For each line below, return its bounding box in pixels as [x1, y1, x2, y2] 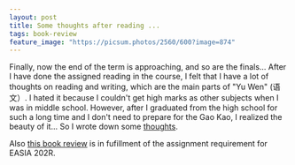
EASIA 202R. [9, 147, 56, 159]
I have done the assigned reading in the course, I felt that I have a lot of [9, 71, 269, 82]
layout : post [9, 12, 58, 22]
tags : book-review [9, 29, 77, 38]
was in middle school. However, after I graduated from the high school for [9, 102, 278, 113]
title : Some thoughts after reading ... [9, 21, 161, 30]
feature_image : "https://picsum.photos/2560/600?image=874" [9, 37, 237, 47]
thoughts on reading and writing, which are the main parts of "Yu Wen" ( [9, 81, 273, 93]
